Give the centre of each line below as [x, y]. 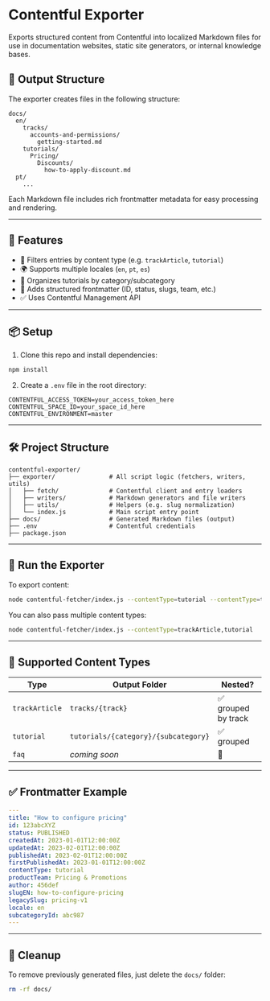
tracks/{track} [98, 709]
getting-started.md [70, 142]
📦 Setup [31, 332]
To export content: [39, 584]
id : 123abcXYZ [32, 826]
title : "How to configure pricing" [68, 818]
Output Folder [139, 685]
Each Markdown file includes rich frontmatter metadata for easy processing [133, 199]
